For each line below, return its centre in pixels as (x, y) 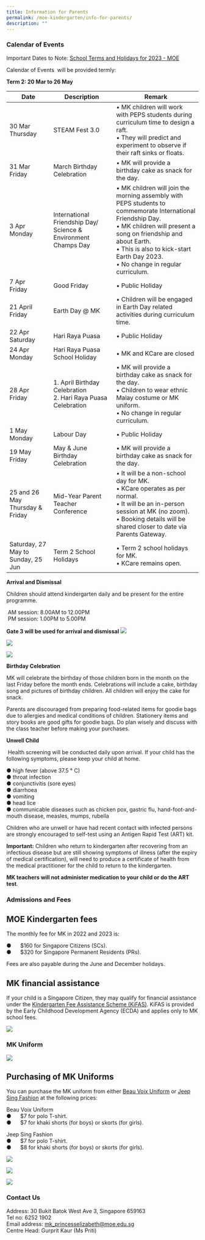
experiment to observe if (151, 145)
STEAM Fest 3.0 (77, 130)
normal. (127, 496)
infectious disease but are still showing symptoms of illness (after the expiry (102, 852)
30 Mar (20, 126)
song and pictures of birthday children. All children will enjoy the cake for (98, 691)
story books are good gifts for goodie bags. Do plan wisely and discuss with (102, 722)
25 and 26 (24, 492)
